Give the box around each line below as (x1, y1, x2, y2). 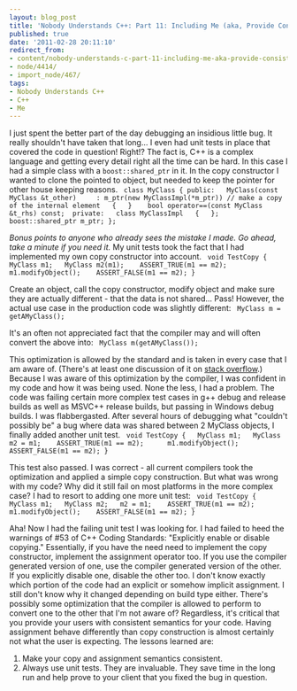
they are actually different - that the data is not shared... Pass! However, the (9, 293, 285, 304)
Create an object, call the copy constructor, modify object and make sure (9, 284, 276, 295)
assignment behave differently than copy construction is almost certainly (9, 626, 275, 638)
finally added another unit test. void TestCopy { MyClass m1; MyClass (9, 430, 281, 440)
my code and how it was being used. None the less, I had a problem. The (9, 383, 275, 393)
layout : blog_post (9, 12, 77, 22)
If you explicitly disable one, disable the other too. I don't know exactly (9, 571, 266, 581)
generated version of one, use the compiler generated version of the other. (9, 561, 282, 571)
